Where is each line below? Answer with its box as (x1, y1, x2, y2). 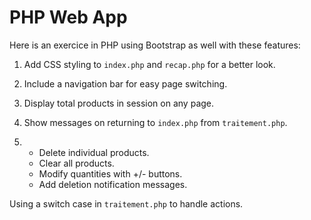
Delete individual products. (38, 146, 150, 158)
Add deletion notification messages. (38, 178, 188, 190)
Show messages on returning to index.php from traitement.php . (23, 116, 288, 128)
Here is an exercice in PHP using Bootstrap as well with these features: (9, 39, 301, 51)
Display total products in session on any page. (23, 97, 215, 109)
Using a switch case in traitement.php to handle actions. (9, 197, 244, 210)
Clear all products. (38, 157, 115, 169)
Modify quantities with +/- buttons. (38, 167, 183, 180)
